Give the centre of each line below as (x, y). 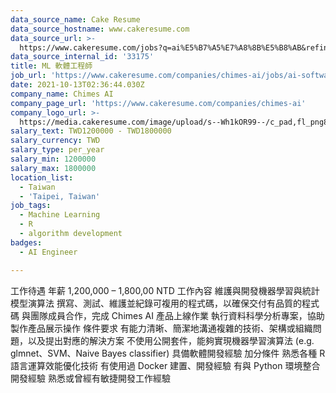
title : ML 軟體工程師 (51, 66)
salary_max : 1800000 (53, 168)
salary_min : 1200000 (53, 159)
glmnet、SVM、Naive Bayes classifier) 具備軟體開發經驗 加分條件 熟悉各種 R (168, 353)
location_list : (42, 177)
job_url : (28, 76)
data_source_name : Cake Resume (75, 19)
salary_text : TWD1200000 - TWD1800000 (91, 131)
